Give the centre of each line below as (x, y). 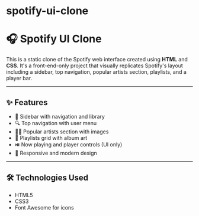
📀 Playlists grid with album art (51, 138)
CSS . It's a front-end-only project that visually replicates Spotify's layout (95, 66)
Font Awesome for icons (44, 207)
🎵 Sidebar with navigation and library (60, 116)
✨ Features (27, 102)
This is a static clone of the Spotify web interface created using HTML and (97, 60)
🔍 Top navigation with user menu (55, 123)
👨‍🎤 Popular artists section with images (62, 132)
